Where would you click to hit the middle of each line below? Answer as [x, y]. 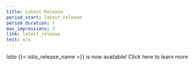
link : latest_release [33, 34]
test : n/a [19, 40]
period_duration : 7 [31, 23]
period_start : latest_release [44, 17]
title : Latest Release [35, 12]
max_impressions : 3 [31, 28]
